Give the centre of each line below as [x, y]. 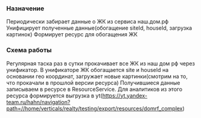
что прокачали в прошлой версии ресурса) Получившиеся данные [93, 82]
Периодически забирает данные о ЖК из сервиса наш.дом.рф [87, 22]
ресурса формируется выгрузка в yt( [54, 96]
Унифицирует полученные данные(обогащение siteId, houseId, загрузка [99, 28]
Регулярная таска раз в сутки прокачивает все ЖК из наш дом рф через [101, 63]
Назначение [25, 8]
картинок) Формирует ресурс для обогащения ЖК [72, 34]
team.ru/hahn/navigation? [39, 102]
